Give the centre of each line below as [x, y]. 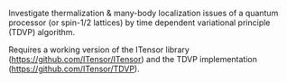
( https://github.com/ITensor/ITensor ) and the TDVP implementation [133, 59]
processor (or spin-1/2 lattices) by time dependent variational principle [139, 23]
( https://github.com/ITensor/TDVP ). [74, 69]
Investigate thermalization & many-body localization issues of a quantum [143, 13]
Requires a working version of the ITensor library [99, 50]
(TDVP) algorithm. [42, 32]
